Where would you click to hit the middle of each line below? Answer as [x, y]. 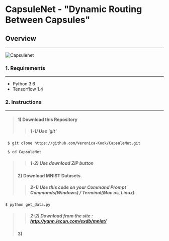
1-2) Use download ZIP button [62, 163]
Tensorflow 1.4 [28, 89]
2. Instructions [23, 102]
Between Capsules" [48, 20]
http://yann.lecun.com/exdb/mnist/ [68, 221]
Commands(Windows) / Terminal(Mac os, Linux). [83, 192]
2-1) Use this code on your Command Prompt [78, 187]
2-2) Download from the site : [61, 216]
